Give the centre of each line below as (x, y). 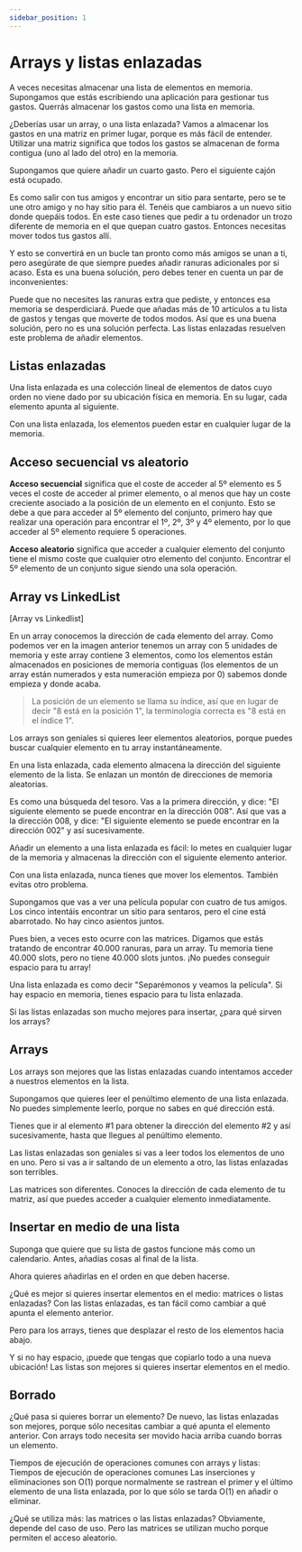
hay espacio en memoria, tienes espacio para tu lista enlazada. (126, 994)
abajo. (21, 1339)
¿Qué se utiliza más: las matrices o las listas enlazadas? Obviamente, (137, 1519)
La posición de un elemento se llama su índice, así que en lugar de (155, 701)
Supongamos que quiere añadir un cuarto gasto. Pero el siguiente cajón (143, 170)
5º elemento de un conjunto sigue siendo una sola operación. (124, 568)
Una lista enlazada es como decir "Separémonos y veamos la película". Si (146, 985)
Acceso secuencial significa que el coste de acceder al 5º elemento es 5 (146, 484)
